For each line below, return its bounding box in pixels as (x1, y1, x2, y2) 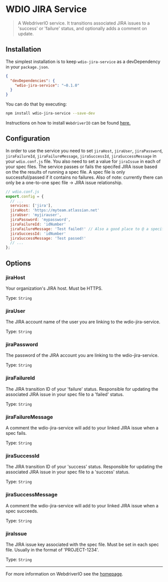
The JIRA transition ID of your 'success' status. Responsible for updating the (5, 464, 163, 470)
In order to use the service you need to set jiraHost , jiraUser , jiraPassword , (5, 148, 163, 154)
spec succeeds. (5, 508, 39, 514)
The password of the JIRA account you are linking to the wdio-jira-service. (5, 352, 159, 358)
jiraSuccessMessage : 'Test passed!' (10, 236, 86, 241)
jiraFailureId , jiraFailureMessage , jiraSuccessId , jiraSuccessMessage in (5, 153, 157, 159)
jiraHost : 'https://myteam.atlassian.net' (10, 208, 100, 213)
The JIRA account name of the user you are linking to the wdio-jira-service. (5, 319, 161, 325)
